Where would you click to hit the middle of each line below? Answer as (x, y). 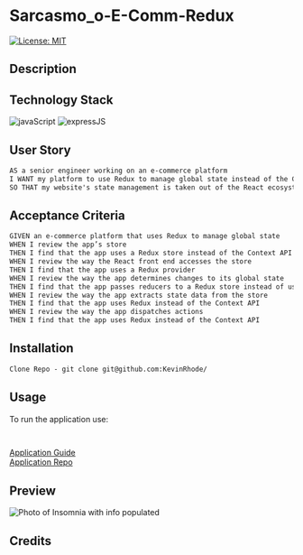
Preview (33, 490)
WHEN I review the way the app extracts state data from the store (139, 295)
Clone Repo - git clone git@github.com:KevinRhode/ (108, 369)
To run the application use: (59, 419)
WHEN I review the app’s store (68, 245)
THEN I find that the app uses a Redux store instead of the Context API (151, 254)
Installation (41, 348)
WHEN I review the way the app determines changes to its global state (147, 278)
